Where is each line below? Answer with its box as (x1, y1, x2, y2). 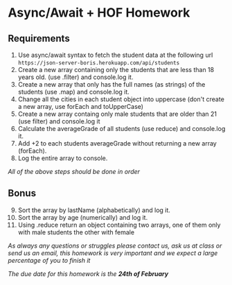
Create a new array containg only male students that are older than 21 (17, 110, 217, 118)
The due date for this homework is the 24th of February (8, 269, 169, 278)
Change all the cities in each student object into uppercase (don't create (17, 95, 224, 103)
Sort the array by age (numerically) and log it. (17, 213, 148, 221)
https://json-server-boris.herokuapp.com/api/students (17, 60, 180, 67)
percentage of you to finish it (8, 256, 91, 264)
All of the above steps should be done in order (8, 168, 141, 175)
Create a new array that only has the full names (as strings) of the (17, 80, 206, 88)
